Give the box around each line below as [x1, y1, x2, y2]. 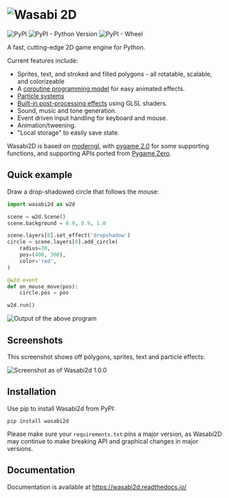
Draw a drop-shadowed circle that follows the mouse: [7, 187, 160, 196]
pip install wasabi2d [7, 417, 69, 424]
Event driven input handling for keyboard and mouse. [17, 114, 168, 122]
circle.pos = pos [19, 290, 69, 297]
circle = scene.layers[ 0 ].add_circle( [7, 239, 118, 246]
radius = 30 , [19, 245, 51, 252]
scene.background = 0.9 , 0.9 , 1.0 [7, 219, 107, 227]
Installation [7, 386, 56, 398]
